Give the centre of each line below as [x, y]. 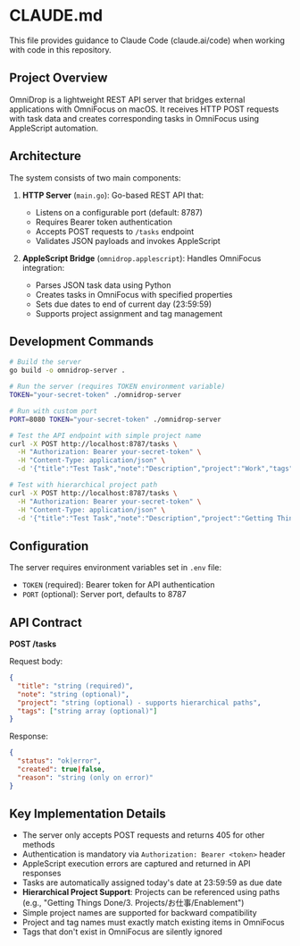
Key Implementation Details [88, 814]
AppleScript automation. [54, 128]
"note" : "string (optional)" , [73, 694]
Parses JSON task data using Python [103, 285]
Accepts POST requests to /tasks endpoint [115, 231]
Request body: [36, 661]
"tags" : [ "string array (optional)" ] [87, 711]
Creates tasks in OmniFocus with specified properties [134, 294]
